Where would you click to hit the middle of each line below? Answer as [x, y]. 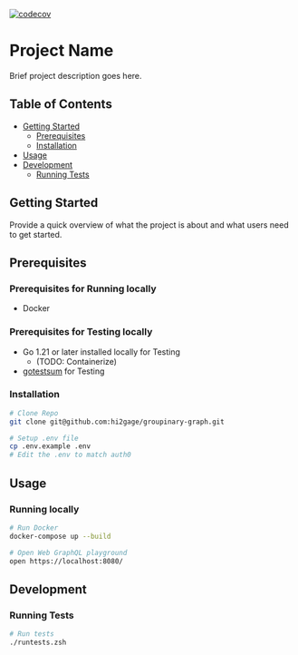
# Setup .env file [44, 438]
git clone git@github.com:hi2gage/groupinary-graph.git [117, 422]
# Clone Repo [34, 413]
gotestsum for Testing [63, 371]
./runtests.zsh [38, 642]
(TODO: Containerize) [77, 361]
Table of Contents [61, 104]
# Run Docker [34, 528]
